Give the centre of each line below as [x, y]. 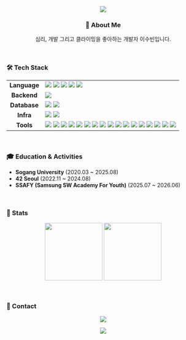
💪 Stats [17, 213]
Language [25, 85]
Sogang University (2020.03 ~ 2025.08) [67, 172]
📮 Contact [21, 306]
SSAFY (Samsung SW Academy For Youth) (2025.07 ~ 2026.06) [98, 185]
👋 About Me [103, 25]
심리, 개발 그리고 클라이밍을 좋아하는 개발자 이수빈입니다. [103, 39]
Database [24, 105]
